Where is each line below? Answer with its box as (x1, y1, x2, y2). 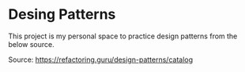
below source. (8, 39, 55, 49)
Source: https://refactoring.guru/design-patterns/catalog (8, 55, 194, 64)
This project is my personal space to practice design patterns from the (8, 31, 238, 41)
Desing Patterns (8, 5, 116, 23)
